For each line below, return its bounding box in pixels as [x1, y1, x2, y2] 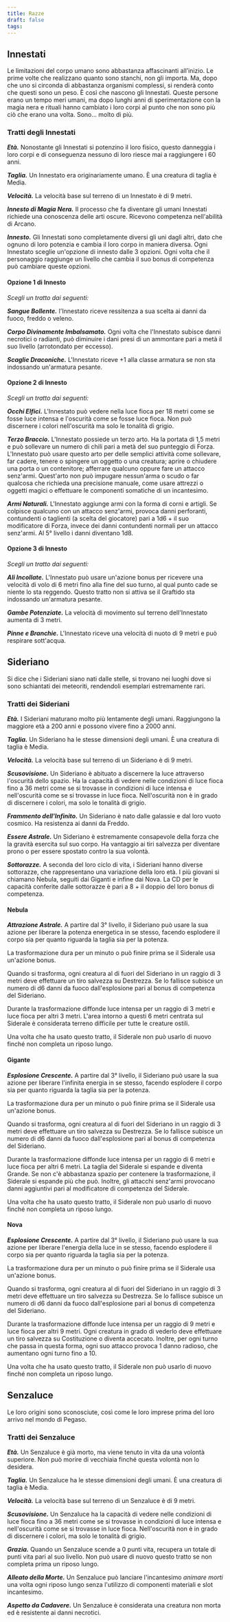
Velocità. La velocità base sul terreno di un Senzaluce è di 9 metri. [7, 1496, 196, 1504]
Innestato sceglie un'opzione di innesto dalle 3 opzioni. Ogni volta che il [7, 248, 210, 256]
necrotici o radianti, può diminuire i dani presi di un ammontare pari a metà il [7, 334, 222, 343]
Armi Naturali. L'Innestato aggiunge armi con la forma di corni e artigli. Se [7, 500, 218, 508]
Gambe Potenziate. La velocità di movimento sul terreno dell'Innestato [7, 608, 208, 617]
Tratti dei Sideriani [7, 699, 70, 709]
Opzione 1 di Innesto [7, 278, 67, 286]
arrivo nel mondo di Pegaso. [7, 1415, 87, 1423]
